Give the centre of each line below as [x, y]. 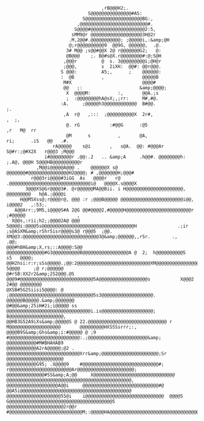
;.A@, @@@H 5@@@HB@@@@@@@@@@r [45, 162]
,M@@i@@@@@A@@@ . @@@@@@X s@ [77, 168]
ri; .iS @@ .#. [38, 141]
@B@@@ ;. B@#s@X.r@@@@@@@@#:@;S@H [114, 56]
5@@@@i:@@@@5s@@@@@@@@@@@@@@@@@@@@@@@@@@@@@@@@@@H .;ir [97, 226]
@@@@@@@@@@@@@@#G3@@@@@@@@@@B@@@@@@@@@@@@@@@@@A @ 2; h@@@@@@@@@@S [96, 253]
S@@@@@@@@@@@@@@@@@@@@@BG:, [118, 19]
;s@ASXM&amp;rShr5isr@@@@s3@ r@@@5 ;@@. [59, 231]
